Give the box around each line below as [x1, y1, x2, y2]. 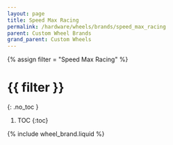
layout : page [7, 10, 45, 17]
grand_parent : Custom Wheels [7, 36, 92, 43]
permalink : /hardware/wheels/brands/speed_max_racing [7, 23, 167, 30]
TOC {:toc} [17, 116, 49, 125]
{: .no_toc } [7, 102, 39, 112]
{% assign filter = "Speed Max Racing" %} [7, 55, 129, 63]
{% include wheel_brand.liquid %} [7, 130, 105, 138]
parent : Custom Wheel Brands [7, 29, 92, 37]
